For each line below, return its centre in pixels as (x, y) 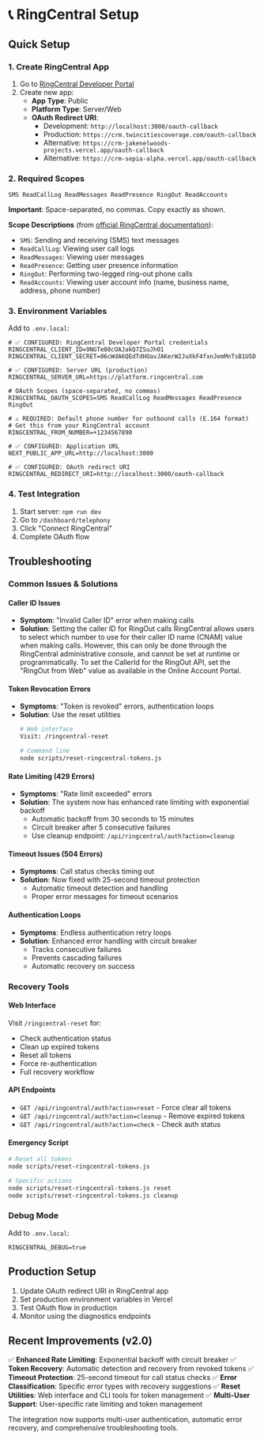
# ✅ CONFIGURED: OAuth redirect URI (69, 467)
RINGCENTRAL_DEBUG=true (47, 1247)
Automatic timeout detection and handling (100, 888)
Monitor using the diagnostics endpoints (85, 1316)
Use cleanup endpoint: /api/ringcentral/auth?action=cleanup (133, 836)
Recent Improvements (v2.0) (80, 1341)
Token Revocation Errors (49, 689)
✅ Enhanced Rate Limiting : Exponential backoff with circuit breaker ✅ (123, 1360)
